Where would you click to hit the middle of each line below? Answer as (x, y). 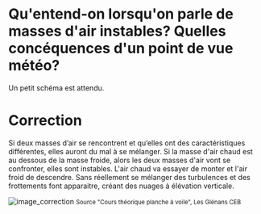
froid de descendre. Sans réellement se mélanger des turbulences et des (130, 177)
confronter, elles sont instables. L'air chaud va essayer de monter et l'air (128, 168)
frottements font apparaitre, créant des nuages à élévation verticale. (122, 186)
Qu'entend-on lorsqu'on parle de (121, 14)
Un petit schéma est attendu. (56, 88)
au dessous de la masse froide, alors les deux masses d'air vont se (120, 160)
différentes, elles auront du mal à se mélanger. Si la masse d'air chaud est (131, 151)
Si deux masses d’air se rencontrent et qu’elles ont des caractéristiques (127, 143)
